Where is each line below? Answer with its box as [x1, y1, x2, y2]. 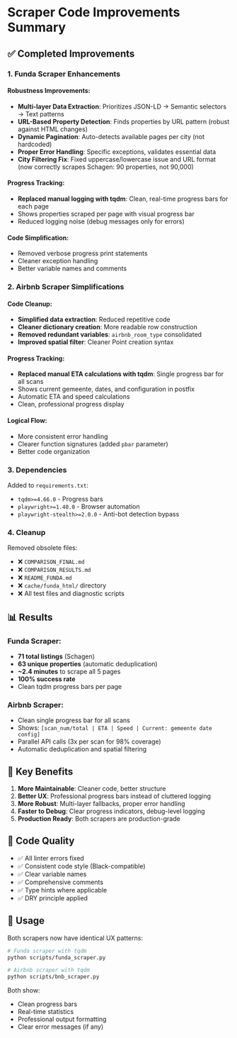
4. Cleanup [7, 527, 46, 537]
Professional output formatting [17, 1015, 107, 1024]
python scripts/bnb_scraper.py [7, 973, 100, 981]
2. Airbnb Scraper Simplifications [7, 282, 125, 292]
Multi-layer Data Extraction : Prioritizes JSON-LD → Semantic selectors [17, 102, 227, 111]
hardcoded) [17, 140, 52, 148]
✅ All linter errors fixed [17, 854, 85, 862]
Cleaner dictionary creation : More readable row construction [17, 323, 198, 331]
